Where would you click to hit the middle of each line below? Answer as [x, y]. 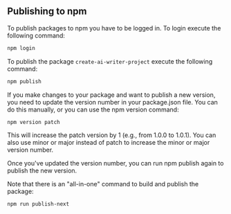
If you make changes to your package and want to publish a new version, [111, 95]
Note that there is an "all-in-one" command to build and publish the [103, 184]
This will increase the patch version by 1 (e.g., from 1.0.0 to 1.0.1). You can [112, 135]
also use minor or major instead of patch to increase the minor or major [109, 143]
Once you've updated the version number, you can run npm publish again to [115, 163]
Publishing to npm [47, 11]
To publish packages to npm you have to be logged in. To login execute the [114, 28]
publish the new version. [42, 171]
